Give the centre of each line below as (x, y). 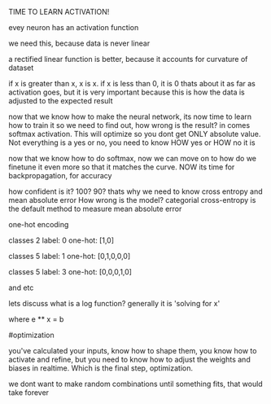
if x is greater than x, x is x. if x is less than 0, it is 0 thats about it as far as (132, 83)
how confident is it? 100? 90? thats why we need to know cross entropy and (135, 191)
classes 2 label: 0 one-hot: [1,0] (61, 240)
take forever (29, 393)
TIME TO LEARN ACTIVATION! (59, 12)
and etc (21, 288)
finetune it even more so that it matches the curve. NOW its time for (122, 167)
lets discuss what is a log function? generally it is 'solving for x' (114, 303)
